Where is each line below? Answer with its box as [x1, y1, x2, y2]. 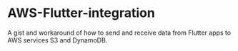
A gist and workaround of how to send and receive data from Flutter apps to [7, 28, 231, 37]
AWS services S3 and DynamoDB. [7, 35, 108, 44]
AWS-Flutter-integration [7, 5, 155, 21]
